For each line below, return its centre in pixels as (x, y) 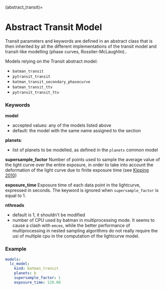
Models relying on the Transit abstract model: (52, 61)
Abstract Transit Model (54, 27)
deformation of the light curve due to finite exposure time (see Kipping (77, 170)
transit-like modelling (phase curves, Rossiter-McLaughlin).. (66, 51)
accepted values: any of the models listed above (62, 125)
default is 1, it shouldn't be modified (49, 215)
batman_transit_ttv (32, 87)
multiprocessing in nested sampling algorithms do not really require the (85, 231)
